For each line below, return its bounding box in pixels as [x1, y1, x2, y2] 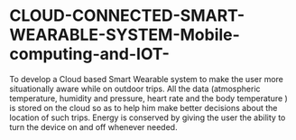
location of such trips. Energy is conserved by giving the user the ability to [9, 112, 286, 123]
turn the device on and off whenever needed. [9, 121, 178, 132]
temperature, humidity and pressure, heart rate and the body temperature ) [9, 92, 289, 104]
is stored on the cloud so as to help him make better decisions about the [9, 102, 278, 113]
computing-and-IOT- [9, 44, 170, 64]
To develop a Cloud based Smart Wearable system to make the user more [9, 73, 284, 84]
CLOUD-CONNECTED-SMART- [9, 5, 245, 26]
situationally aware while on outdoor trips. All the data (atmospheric [9, 83, 261, 94]
